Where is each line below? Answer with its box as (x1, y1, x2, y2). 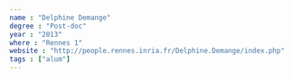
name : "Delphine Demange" (9, 13, 111, 22)
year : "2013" (9, 30, 63, 39)
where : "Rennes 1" (9, 38, 83, 48)
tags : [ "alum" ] (9, 55, 71, 64)
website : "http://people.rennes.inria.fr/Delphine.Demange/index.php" (9, 47, 285, 56)
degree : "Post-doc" (9, 22, 88, 30)
